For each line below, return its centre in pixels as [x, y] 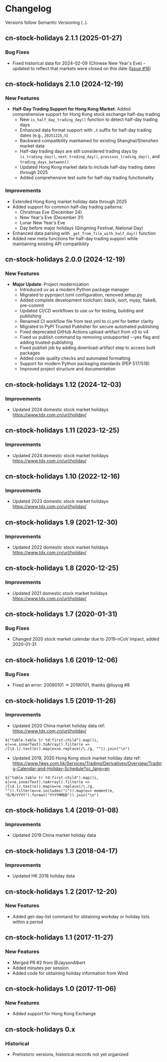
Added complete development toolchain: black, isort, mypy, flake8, [88, 300]
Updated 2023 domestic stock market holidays [60, 501]
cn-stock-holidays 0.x [40, 1029]
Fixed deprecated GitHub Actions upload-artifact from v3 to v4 [84, 332]
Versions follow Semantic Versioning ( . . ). [47, 22]
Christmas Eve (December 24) [51, 212]
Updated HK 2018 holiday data [44, 876]
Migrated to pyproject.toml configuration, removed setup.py [81, 295]
